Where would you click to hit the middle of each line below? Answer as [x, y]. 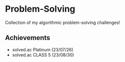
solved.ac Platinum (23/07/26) [43, 49]
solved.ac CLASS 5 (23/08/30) [43, 55]
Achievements [28, 38]
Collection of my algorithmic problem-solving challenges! [63, 22]
